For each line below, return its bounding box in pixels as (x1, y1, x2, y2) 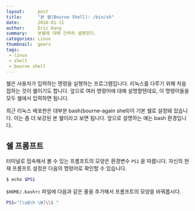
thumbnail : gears (6, 42, 51, 48)
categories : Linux (6, 36, 51, 42)
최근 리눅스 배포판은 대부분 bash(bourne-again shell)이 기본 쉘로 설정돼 (6, 107, 172, 115)
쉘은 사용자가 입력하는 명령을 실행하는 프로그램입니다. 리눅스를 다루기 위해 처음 (6, 80, 187, 87)
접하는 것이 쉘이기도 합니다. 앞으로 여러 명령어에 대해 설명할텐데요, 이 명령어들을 (6, 88, 190, 95)
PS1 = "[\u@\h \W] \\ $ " (6, 200, 59, 206)
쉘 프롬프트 (6, 140, 44, 150)
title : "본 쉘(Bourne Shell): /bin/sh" (6, 14, 115, 20)
